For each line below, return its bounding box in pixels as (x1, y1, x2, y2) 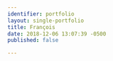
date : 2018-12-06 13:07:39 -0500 (7, 30, 107, 38)
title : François (7, 23, 55, 30)
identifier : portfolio (7, 10, 75, 18)
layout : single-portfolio (7, 17, 84, 24)
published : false (7, 37, 59, 44)
